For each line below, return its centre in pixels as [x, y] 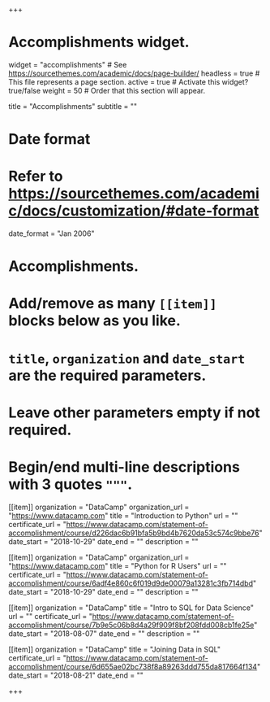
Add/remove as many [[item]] [113, 304]
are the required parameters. [107, 375]
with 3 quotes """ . [71, 484]
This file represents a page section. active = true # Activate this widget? [129, 81]
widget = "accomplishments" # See [68, 64]
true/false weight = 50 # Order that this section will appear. [107, 90]
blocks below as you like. [94, 321]
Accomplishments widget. [99, 42]
